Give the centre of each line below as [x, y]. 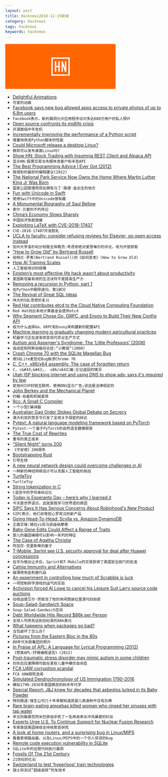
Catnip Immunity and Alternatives [47, 567]
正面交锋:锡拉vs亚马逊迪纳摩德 [40, 525]
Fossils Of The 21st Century [41, 754]
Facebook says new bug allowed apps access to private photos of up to [87, 108]
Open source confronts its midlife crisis [53, 124]
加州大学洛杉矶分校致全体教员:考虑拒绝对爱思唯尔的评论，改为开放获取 [75, 247]
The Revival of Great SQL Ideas [45, 295]
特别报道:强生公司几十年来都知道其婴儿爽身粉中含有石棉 [62, 701]
